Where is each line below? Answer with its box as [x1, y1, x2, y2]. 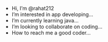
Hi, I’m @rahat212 [11, 5, 54, 12]
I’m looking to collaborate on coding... [11, 23, 103, 30]
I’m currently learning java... [11, 17, 79, 24]
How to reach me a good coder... [11, 29, 91, 36]
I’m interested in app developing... [11, 11, 93, 18]
